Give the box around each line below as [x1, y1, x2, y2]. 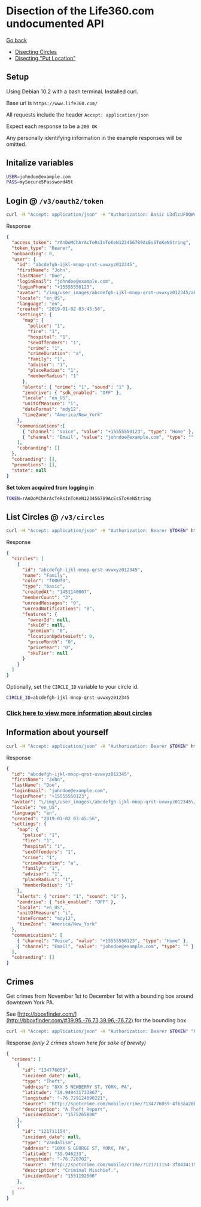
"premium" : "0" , [28, 628, 68, 634]
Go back [6, 36, 28, 44]
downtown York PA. [6, 998, 55, 1006]
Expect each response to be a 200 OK [6, 123, 98, 130]
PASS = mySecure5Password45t [6, 179, 74, 185]
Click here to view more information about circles [6, 708, 153, 717]
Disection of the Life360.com [6, 4, 154, 18]
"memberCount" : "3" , [22, 595, 74, 601]
